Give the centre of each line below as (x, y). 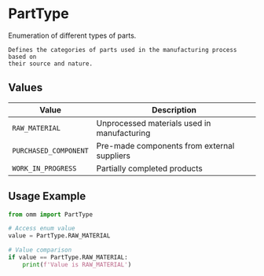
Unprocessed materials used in (154, 123)
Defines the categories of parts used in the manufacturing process (123, 50)
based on (22, 57)
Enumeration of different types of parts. (72, 35)
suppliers (114, 156)
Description (174, 109)
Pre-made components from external (165, 145)
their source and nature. (50, 64)
